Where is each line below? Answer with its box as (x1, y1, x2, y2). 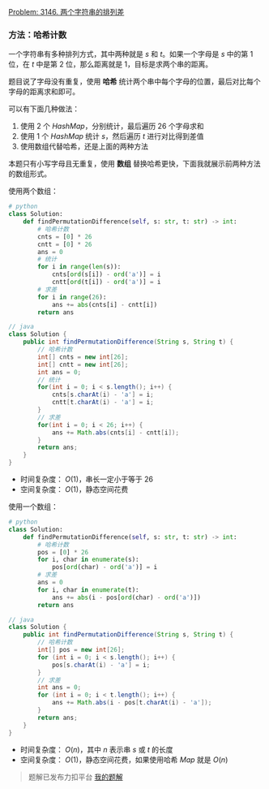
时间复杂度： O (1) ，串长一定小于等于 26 (19, 474, 154, 485)
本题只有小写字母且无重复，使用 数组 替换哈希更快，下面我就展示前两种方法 (8, 159, 261, 169)
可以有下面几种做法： (8, 104, 79, 114)
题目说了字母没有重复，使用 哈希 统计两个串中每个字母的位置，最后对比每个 (8, 76, 261, 87)
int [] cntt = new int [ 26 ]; (37, 360, 129, 369)
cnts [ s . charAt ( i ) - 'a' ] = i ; (51, 390, 154, 399)
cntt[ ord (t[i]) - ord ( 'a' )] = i (51, 278, 161, 287)
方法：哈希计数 (8, 29, 67, 41)
